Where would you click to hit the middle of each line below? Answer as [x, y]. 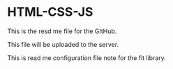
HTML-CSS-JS [50, 12]
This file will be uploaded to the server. [63, 44]
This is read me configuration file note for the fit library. [86, 58]
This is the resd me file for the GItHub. [62, 31]
